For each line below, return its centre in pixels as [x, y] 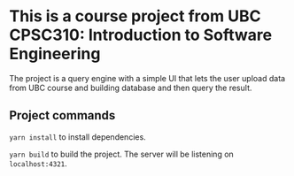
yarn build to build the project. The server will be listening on [122, 154]
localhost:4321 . [39, 163]
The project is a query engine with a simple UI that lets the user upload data [147, 78]
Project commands [62, 115]
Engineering [55, 54]
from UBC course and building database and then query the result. [131, 88]
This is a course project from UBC [135, 16]
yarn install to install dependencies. [77, 137]
